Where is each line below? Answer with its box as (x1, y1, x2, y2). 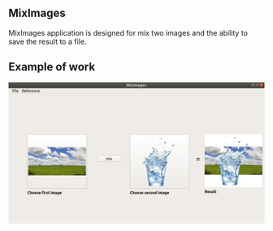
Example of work (8, 60, 96, 74)
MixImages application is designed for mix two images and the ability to (8, 28, 248, 37)
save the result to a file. (8, 36, 87, 46)
